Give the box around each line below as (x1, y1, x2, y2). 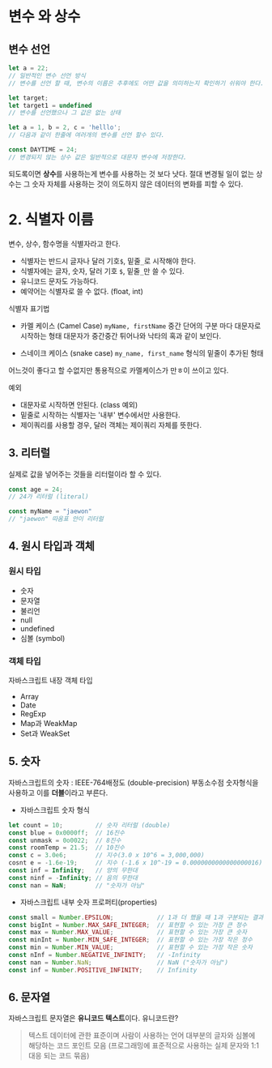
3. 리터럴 (8, 446, 51, 460)
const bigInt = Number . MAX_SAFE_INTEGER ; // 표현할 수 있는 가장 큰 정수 (8, 921, 248, 929)
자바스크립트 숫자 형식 (19, 805, 91, 814)
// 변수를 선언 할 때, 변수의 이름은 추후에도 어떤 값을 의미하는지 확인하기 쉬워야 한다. (8, 79, 265, 88)
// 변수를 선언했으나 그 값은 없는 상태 (8, 109, 121, 117)
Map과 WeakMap (19, 718, 78, 728)
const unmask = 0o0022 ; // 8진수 (8, 836, 121, 844)
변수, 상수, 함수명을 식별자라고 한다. (8, 238, 121, 248)
